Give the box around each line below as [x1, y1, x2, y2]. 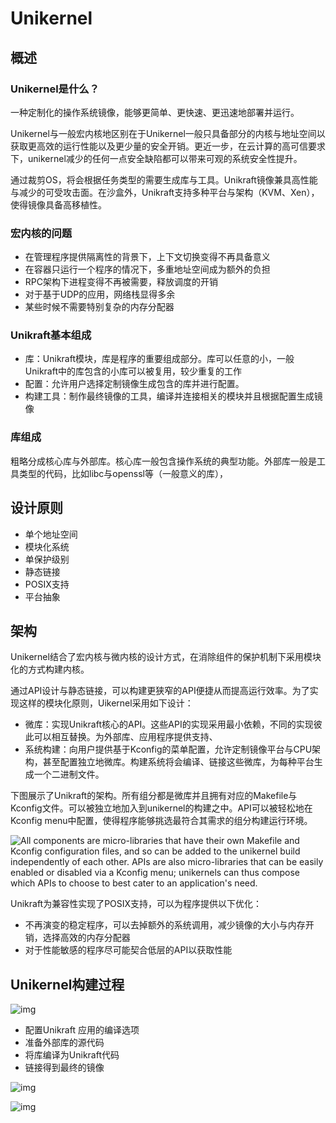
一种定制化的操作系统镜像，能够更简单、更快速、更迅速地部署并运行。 [10, 106, 300, 118]
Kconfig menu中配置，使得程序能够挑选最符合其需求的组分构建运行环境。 [10, 815, 313, 827]
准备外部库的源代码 [24, 1037, 105, 1049]
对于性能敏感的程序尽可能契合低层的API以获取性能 [24, 944, 233, 956]
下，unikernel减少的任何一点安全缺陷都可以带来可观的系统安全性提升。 [10, 152, 303, 164]
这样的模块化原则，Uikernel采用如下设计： [18, 697, 194, 709]
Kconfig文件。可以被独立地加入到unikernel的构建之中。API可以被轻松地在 [10, 802, 313, 814]
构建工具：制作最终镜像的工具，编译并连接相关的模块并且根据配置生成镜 [24, 390, 323, 402]
